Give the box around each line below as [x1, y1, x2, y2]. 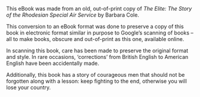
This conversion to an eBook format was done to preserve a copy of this [6, 23, 184, 30]
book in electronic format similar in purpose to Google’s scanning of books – [6, 29, 194, 36]
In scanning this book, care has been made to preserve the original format [6, 47, 189, 54]
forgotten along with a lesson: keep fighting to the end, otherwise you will [6, 77, 187, 85]
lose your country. [6, 84, 51, 91]
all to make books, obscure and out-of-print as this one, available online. [6, 36, 184, 42]
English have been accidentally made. [6, 60, 100, 67]
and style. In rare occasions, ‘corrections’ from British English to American [6, 54, 189, 60]
